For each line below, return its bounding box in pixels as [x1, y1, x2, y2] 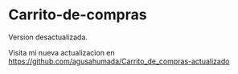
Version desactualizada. [8, 32, 88, 42]
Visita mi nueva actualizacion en [8, 47, 115, 57]
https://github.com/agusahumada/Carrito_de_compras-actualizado [8, 56, 230, 66]
